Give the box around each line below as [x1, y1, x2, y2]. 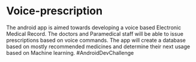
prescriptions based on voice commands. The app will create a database [6, 36, 186, 44]
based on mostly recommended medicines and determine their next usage [6, 43, 191, 50]
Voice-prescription [6, 4, 103, 18]
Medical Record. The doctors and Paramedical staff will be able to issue [6, 30, 184, 37]
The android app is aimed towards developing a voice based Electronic [6, 24, 182, 31]
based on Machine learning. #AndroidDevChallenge [6, 49, 134, 56]
